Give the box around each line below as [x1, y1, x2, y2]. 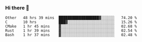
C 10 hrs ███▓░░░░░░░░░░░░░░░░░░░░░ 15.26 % [5, 20, 137, 25]
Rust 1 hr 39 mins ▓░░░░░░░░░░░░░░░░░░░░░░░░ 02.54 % [5, 28, 137, 33]
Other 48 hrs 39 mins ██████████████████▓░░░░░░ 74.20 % [5, 16, 137, 21]
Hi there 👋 [5, 4, 30, 11]
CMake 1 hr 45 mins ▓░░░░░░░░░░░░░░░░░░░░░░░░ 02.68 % [5, 24, 137, 29]
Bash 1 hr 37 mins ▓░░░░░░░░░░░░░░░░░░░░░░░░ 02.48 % [5, 33, 137, 38]
